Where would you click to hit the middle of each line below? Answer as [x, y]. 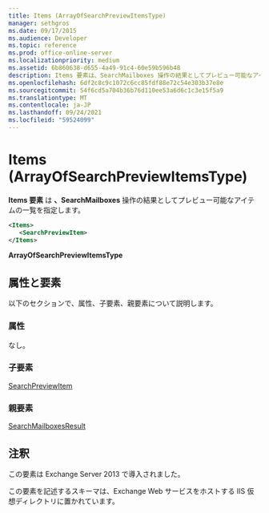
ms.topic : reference [43, 46]
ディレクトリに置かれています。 [67, 501]
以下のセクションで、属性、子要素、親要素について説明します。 [113, 303]
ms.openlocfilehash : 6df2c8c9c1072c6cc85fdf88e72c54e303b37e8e [116, 83]
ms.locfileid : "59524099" [51, 120]
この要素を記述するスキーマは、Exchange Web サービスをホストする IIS [127, 491]
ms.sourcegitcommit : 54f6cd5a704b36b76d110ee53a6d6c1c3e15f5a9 [116, 90]
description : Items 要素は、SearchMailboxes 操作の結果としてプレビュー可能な [131, 75]
